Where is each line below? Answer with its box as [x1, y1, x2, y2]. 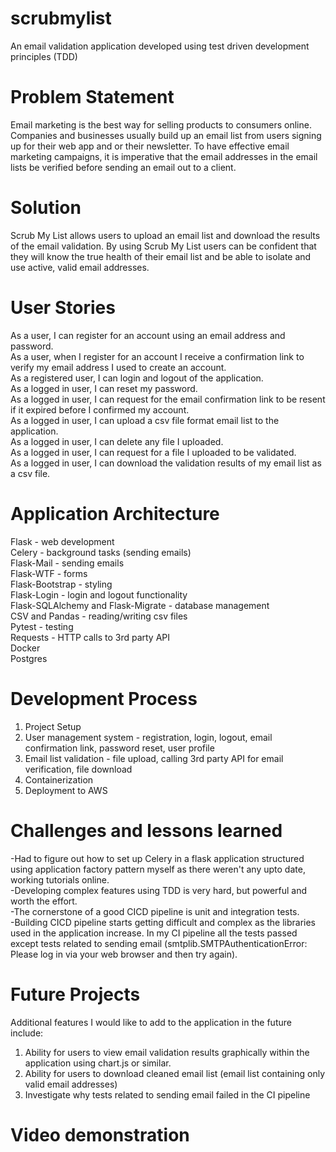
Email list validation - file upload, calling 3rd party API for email [24, 752, 284, 764]
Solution [10, 197, 82, 219]
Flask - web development [10, 535, 115, 547]
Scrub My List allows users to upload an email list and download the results [10, 229, 321, 241]
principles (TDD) [10, 50, 78, 62]
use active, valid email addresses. [10, 261, 150, 273]
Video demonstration [10, 1123, 190, 1146]
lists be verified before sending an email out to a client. [10, 161, 237, 173]
